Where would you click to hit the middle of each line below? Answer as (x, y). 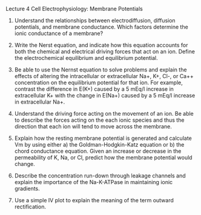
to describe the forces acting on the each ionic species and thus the (99, 120)
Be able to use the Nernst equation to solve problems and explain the (100, 70)
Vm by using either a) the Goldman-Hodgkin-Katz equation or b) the (99, 144)
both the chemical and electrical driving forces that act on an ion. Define (104, 51)
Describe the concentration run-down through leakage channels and (100, 176)
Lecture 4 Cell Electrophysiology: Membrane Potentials (74, 9)
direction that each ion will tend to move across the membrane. (93, 126)
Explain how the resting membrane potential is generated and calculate (103, 138)
